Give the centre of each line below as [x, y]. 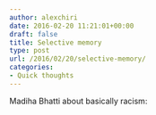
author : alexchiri [43, 17]
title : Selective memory [56, 42]
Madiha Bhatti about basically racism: [78, 101]
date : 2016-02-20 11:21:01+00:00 [72, 26]
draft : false [34, 34]
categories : [31, 68]
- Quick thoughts [42, 76]
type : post [30, 51]
